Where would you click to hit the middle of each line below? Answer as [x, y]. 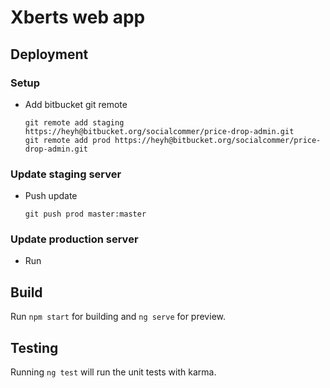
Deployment [49, 54]
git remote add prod [67, 140]
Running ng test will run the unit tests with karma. [113, 372]
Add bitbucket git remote [76, 104]
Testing [34, 347]
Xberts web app [78, 17]
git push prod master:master [85, 214]
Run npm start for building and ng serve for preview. [118, 317]
